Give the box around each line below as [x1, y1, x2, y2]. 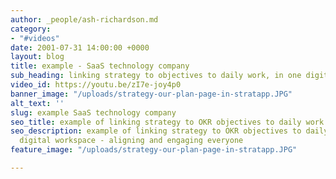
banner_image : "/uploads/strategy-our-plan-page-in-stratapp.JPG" [10, 89, 293, 99]
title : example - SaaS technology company [10, 61, 190, 71]
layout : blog [10, 52, 65, 62]
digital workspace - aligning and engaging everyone [19, 136, 244, 146]
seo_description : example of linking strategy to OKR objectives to [10, 126, 302, 136]
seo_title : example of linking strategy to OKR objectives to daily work [10, 117, 325, 127]
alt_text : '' [10, 98, 65, 108]
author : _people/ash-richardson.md [10, 14, 159, 25]
